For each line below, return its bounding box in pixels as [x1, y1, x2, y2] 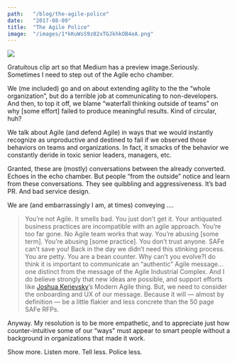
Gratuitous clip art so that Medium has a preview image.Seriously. [7, 63, 200, 72]
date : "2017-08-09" [7, 17, 72, 24]
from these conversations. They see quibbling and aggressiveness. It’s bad [7, 180, 227, 188]
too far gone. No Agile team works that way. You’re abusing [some [24, 230, 219, 238]
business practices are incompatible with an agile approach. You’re [24, 222, 221, 231]
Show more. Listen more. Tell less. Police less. [7, 348, 143, 356]
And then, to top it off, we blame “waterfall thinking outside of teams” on [7, 99, 219, 108]
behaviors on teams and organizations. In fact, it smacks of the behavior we [7, 143, 229, 152]
